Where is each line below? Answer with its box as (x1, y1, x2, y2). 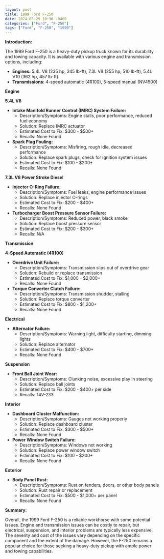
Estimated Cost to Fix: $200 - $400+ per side (19, 386, 112, 392)
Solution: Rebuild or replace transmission (19, 270, 102, 276)
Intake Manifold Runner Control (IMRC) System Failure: (12, 108, 126, 114)
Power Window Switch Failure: (12, 437, 76, 443)
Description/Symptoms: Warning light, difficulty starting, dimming (19, 331, 152, 337)
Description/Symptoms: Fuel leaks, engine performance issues (19, 189, 146, 195)
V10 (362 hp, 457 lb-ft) (12, 74, 59, 80)
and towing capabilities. (5, 548, 53, 554)
